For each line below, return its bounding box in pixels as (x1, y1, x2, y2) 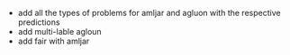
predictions (17, 17, 60, 27)
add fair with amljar (17, 35, 90, 46)
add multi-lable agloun (17, 27, 102, 36)
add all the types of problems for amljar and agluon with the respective (17, 8, 281, 18)
